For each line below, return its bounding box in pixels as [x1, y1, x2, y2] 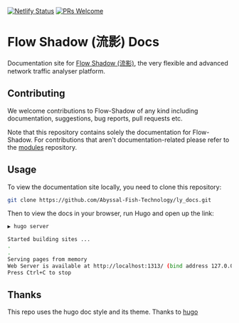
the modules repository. [7, 143, 77, 151]
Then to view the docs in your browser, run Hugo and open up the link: [7, 209, 215, 217]
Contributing [7, 88, 65, 100]
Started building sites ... [7, 236, 91, 243]
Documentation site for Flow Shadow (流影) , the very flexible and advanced [7, 58, 229, 67]
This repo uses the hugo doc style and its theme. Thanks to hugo [7, 307, 198, 317]
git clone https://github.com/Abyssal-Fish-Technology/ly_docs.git [7, 196, 212, 203]
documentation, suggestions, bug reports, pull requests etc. [7, 114, 183, 123]
